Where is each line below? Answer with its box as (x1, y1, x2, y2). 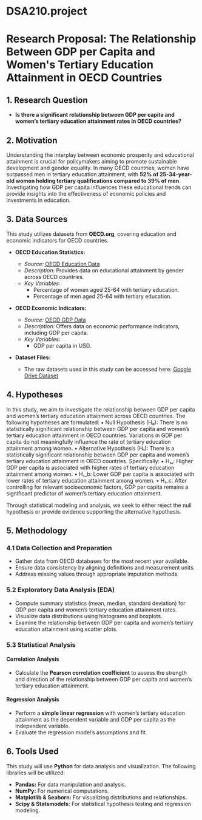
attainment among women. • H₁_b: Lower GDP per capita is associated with (6, 470, 195, 478)
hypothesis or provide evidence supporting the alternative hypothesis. (6, 508, 182, 515)
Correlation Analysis (6, 655, 59, 663)
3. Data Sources (6, 214, 68, 224)
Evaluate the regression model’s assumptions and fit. (15, 728, 147, 736)
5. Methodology (6, 526, 68, 536)
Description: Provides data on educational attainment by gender (24, 266, 184, 274)
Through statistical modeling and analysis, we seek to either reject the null (6, 501, 192, 509)
